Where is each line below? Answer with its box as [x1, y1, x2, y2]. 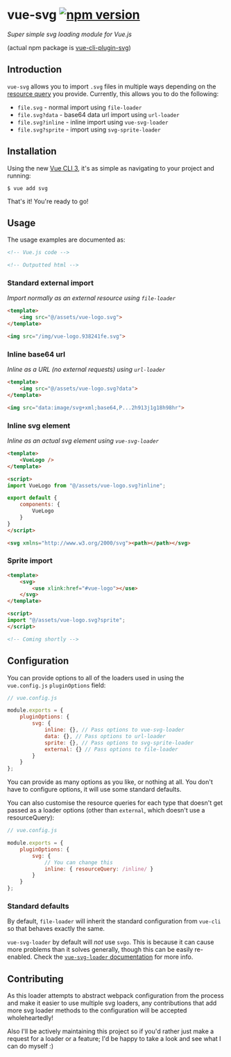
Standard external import [7, 279, 94, 288]
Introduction [7, 63, 62, 76]
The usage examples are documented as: [7, 235, 126, 244]
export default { [7, 494, 58, 501]
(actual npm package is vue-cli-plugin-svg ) [7, 43, 132, 52]
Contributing [7, 973, 64, 985]
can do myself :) [7, 1042, 54, 1051]
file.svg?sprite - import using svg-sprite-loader [17, 125, 161, 134]
